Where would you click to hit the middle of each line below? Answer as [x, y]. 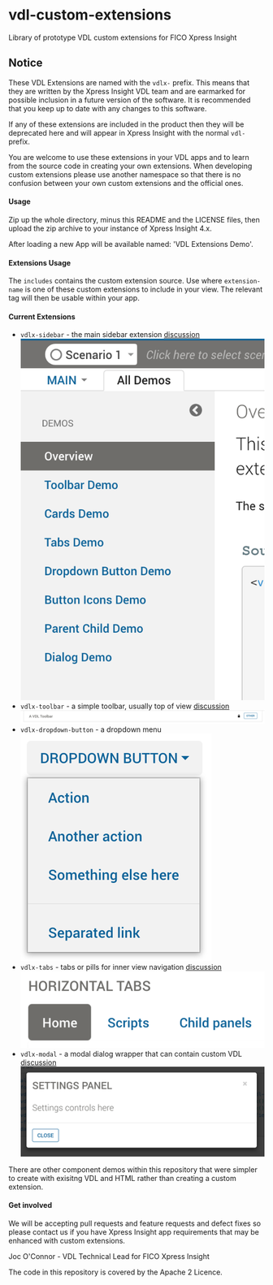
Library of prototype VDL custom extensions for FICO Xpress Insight [123, 37]
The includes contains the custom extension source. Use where [115, 281]
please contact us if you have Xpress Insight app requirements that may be [134, 1231]
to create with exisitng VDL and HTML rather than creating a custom [123, 1178]
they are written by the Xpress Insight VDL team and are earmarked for [127, 91]
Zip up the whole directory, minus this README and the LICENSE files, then [134, 219]
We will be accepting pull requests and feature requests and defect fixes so [135, 1223]
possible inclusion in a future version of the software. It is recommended [130, 100]
